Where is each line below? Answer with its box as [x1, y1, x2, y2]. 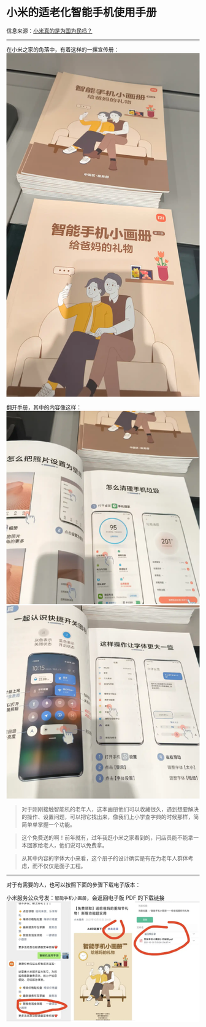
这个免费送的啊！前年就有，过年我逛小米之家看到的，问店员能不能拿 [21, 834, 194, 841]
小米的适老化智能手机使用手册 [6, 6, 158, 20]
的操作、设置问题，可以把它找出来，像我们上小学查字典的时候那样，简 [21, 813, 199, 820]
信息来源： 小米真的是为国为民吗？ [6, 27, 93, 34]
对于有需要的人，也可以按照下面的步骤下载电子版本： [6, 881, 141, 888]
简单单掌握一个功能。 [21, 820, 75, 828]
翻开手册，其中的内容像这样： [6, 403, 82, 411]
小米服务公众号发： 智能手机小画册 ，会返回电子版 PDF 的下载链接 [6, 894, 165, 901]
